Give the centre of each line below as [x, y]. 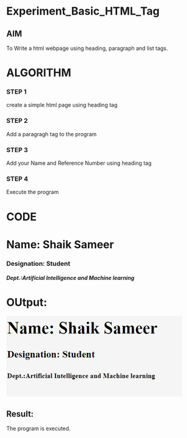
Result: [20, 414]
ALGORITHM [39, 73]
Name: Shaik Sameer [60, 244]
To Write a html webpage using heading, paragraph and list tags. [87, 48]
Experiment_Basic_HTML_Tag [83, 11]
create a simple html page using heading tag [62, 105]
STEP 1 [16, 92]
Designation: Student [39, 263]
